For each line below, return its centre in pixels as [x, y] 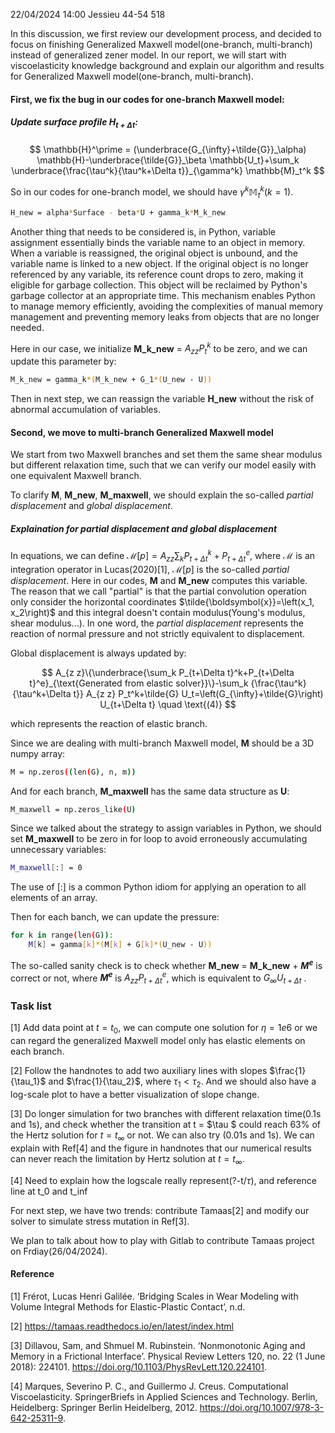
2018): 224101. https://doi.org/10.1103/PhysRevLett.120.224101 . [139, 1366]
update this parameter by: [63, 361]
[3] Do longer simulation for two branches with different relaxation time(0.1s [166, 1114]
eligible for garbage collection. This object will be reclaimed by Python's [159, 285]
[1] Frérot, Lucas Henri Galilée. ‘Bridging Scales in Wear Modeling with [154, 1296]
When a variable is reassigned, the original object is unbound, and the [154, 253]
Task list [31, 1006]
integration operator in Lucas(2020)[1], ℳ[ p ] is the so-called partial [150, 569]
